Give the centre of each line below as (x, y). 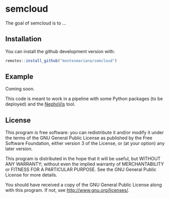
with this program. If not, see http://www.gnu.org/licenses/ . (67, 190)
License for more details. (31, 175)
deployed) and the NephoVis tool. (40, 104)
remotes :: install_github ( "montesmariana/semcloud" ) (61, 61)
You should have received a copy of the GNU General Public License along (83, 185)
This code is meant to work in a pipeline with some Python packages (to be (84, 99)
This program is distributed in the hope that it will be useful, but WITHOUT (83, 159)
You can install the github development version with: (60, 51)
